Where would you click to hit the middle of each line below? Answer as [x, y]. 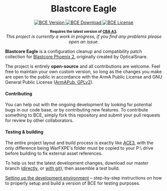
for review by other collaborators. [39, 120]
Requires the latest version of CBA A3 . [84, 31]
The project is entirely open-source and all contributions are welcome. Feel [83, 66]
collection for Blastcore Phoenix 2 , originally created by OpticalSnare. [77, 56]
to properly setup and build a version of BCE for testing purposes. [73, 183]
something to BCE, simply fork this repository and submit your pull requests [83, 115]
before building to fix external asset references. [54, 153]
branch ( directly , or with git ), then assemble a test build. [63, 168]
